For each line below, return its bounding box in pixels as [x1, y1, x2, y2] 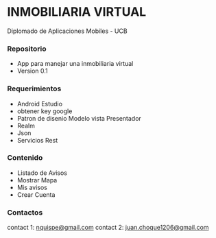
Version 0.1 [16, 67, 48, 75]
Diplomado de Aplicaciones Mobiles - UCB [7, 27, 128, 35]
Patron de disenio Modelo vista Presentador [16, 114, 142, 122]
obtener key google [16, 107, 73, 115]
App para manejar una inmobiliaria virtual [16, 60, 134, 68]
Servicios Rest [16, 136, 58, 144]
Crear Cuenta [16, 190, 56, 199]
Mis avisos [16, 183, 48, 191]
